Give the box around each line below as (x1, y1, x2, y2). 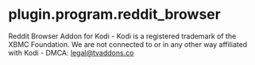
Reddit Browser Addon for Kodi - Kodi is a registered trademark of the (8, 31, 237, 41)
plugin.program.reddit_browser (8, 5, 221, 23)
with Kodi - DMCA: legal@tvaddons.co (8, 48, 134, 57)
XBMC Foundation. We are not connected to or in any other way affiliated (8, 39, 248, 49)
